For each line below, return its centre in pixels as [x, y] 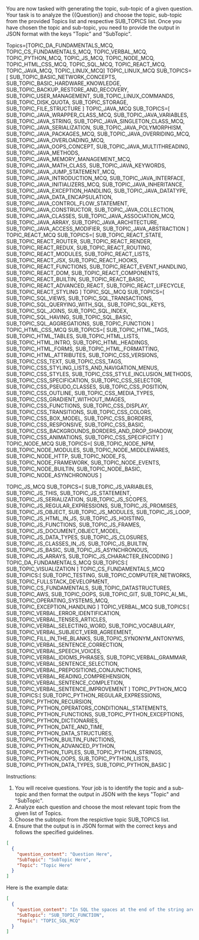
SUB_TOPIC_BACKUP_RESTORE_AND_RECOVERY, [68, 90]
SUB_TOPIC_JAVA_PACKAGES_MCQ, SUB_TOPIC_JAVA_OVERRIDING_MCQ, [98, 134]
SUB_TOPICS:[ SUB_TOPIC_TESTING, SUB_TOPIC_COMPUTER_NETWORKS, [99, 575]
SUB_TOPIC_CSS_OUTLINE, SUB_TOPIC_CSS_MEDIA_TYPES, [81, 393]
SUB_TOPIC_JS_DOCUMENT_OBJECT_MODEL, [63, 531]
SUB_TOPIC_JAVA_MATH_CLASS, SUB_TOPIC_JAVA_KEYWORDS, [86, 165]
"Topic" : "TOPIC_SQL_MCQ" [49, 921]
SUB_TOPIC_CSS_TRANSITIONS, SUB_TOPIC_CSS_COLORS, [79, 412]
